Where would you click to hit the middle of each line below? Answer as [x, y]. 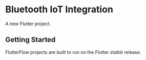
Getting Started [30, 40]
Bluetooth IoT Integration [59, 9]
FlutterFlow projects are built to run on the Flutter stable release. [73, 52]
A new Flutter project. [28, 24]
